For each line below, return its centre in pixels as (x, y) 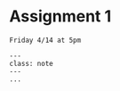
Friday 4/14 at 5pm (45, 40)
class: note (31, 63)
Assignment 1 (60, 17)
